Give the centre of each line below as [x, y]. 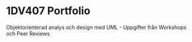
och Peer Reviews [28, 33]
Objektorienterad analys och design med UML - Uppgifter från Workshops [96, 27]
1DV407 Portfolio [48, 11]
